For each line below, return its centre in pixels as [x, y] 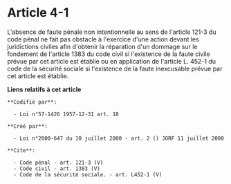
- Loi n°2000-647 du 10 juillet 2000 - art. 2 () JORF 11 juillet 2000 [119, 138]
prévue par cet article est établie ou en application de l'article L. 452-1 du [112, 61]
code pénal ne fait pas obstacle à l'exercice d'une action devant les [103, 39]
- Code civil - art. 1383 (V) [57, 168]
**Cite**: [21, 150]
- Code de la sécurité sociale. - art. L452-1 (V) [88, 174]
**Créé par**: [28, 126]
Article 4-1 [38, 13]
